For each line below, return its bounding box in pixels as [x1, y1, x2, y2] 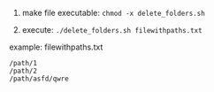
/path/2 [9, 66, 38, 75]
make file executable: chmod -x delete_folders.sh [21, 8, 205, 18]
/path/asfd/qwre [9, 74, 69, 83]
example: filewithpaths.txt [9, 42, 103, 52]
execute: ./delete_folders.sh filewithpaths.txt [21, 25, 203, 34]
